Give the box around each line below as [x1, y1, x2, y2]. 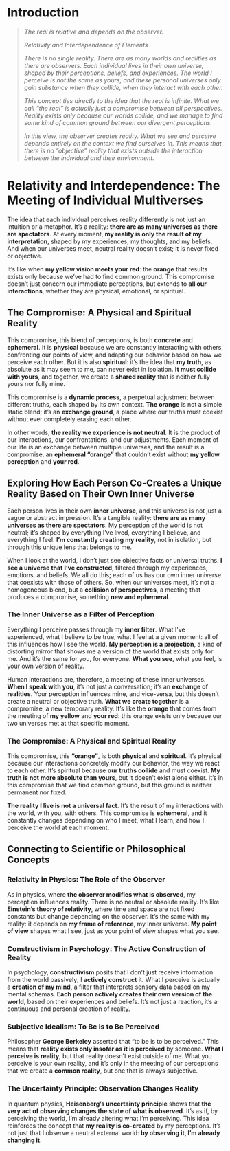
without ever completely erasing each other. [7, 414, 132, 423]
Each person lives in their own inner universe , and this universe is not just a [7, 506, 222, 515]
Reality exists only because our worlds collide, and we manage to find [23, 111, 223, 120]
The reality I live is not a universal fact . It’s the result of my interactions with [7, 802, 224, 810]
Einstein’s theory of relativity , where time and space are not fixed [7, 905, 195, 913]
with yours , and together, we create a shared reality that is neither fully [7, 372, 211, 381]
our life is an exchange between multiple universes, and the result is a [7, 443, 205, 451]
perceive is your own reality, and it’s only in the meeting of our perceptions [7, 1060, 218, 1068]
